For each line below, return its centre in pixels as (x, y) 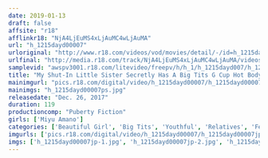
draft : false (30, 23)
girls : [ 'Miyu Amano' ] (46, 120)
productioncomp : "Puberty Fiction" (67, 113)
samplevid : (26, 68)
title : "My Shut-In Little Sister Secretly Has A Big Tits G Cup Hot (126, 75)
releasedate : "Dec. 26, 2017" (59, 97)
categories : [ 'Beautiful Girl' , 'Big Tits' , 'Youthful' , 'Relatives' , (128, 127)
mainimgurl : (28, 82)
